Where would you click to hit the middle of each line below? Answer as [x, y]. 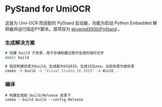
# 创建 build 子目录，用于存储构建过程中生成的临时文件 [55, 53]
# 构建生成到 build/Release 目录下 [38, 95]
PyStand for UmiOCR [48, 9]
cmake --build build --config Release [44, 100]
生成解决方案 [20, 43]
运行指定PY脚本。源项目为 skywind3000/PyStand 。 [70, 29]
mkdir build [17, 58]
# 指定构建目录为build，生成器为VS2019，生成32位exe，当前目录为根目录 [70, 66]
